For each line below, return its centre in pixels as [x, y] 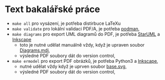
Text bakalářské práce [52, 9]
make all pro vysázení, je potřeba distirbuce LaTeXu [66, 23]
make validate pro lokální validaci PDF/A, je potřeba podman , [76, 28]
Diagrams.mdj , [35, 50]
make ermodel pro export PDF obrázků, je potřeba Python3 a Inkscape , [85, 61]
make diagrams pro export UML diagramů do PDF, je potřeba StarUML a [86, 34]
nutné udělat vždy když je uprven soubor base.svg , [73, 66]
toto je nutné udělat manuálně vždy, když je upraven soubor [82, 45]
